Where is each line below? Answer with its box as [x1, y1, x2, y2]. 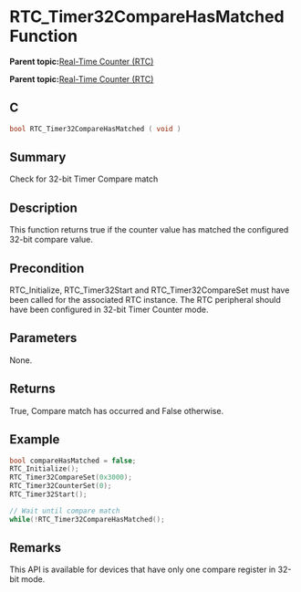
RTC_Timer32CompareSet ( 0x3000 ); [9, 473, 132, 483]
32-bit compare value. [9, 234, 93, 245]
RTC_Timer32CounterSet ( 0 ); [9, 482, 112, 491]
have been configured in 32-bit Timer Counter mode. [9, 304, 209, 316]
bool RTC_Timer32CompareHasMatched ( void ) [9, 124, 182, 133]
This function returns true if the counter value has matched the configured [9, 224, 289, 235]
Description [9, 200, 78, 215]
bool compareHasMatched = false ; [9, 456, 137, 465]
